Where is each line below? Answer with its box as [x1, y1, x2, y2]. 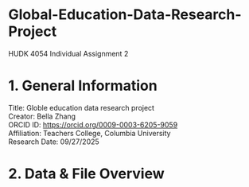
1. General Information [8, 77, 158, 95]
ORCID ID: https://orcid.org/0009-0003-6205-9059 [8, 119, 178, 129]
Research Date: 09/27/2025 [8, 137, 99, 146]
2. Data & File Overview [8, 165, 165, 183]
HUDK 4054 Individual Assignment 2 [8, 49, 129, 58]
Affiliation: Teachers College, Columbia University [8, 128, 171, 138]
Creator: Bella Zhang [8, 111, 76, 121]
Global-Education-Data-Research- [8, 6, 242, 24]
